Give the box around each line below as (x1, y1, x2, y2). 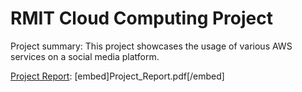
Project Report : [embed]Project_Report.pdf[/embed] (10, 70, 225, 82)
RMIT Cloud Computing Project (10, 7, 273, 30)
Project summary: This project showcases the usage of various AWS (10, 40, 293, 52)
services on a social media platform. (10, 50, 160, 62)
